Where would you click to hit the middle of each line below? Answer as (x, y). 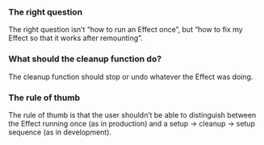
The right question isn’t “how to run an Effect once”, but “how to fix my (126, 30)
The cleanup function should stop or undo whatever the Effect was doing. (131, 77)
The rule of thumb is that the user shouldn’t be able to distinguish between (132, 114)
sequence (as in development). (60, 132)
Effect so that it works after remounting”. (75, 38)
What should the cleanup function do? (85, 59)
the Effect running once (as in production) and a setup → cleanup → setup (132, 123)
